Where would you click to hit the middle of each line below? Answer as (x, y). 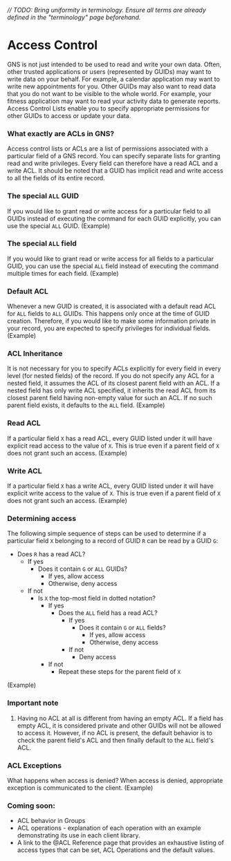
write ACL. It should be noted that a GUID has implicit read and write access (115, 171)
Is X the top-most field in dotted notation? (96, 598)
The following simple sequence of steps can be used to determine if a (107, 533)
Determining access (42, 518)
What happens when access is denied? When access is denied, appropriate (115, 780)
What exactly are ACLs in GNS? (61, 133)
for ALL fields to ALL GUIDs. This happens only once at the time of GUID (108, 314)
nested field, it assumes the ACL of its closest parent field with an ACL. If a (113, 384)
